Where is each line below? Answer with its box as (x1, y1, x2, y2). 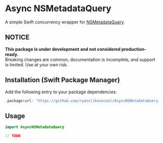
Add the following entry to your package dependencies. (5, 89, 117, 95)
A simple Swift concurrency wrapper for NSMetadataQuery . (5, 19, 125, 25)
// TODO (5, 134, 21, 139)
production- (121, 46, 146, 52)
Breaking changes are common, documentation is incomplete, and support (5, 57, 155, 62)
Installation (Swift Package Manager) (5, 76, 121, 84)
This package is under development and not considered (5, 46, 121, 52)
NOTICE (5, 33, 30, 41)
